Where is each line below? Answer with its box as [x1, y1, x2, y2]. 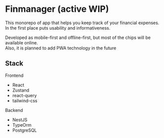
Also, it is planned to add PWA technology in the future [5, 45, 117, 51]
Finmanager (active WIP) [5, 3, 109, 15]
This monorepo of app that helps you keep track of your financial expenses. [5, 20, 160, 26]
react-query [12, 92, 37, 98]
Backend [5, 107, 23, 113]
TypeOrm [12, 122, 32, 128]
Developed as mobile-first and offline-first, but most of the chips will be [5, 34, 151, 40]
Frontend [5, 72, 24, 78]
